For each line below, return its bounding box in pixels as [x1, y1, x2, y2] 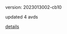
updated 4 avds [5, 14, 38, 19]
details [5, 23, 19, 29]
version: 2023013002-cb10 [5, 4, 62, 10]
